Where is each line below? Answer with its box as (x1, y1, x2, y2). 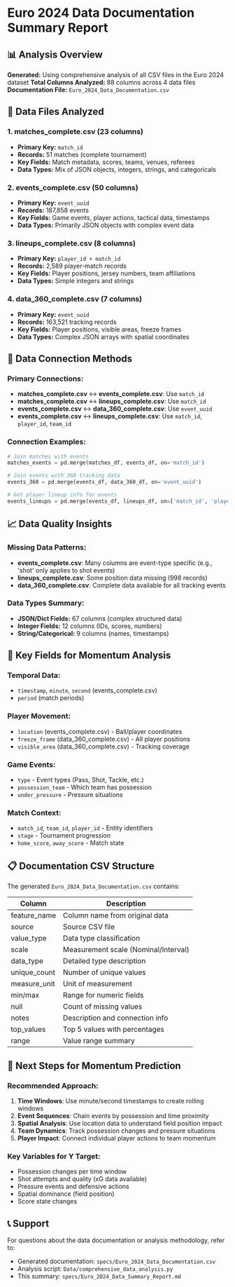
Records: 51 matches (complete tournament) (17, 150, 147, 158)
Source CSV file (62, 922, 115, 932)
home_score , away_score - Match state (17, 839, 124, 847)
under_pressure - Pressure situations (17, 791, 124, 799)
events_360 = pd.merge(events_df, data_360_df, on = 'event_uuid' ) (7, 479, 201, 486)
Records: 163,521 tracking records (17, 318, 117, 326)
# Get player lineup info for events (7, 491, 117, 498)
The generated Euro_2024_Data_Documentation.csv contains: (7, 882, 180, 891)
